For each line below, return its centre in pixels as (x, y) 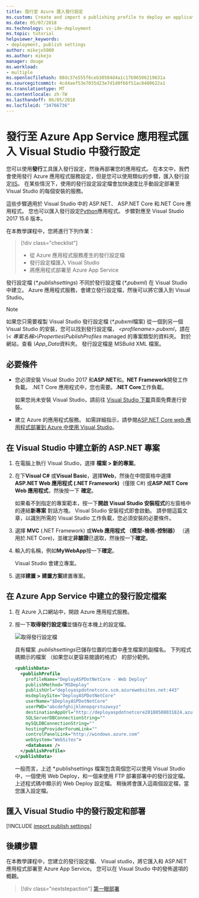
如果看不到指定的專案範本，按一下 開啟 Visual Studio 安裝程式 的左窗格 (100, 503)
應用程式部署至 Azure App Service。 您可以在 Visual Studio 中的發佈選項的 (97, 869)
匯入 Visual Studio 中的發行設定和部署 (76, 811)
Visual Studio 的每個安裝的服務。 (46, 191)
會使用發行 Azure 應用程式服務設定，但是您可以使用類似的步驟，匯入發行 (95, 176)
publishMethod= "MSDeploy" (58, 685)
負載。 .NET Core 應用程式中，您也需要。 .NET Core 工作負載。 (91, 387)
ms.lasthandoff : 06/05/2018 (41, 100)
